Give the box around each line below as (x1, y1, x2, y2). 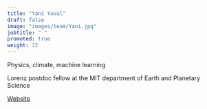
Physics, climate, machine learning (7, 61, 106, 69)
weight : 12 (7, 42, 39, 49)
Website (7, 95, 31, 103)
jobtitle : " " (7, 29, 48, 36)
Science (7, 82, 30, 89)
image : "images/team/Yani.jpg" (7, 23, 97, 29)
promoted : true (7, 36, 51, 43)
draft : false (7, 16, 45, 23)
